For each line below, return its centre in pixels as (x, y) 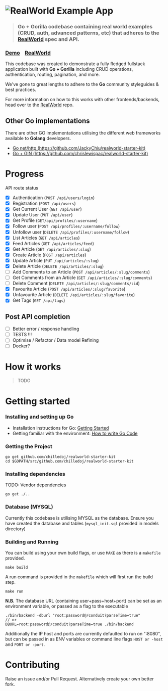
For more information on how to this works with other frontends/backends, (82, 100)
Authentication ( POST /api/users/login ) (54, 198)
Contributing (32, 665)
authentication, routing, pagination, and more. (53, 75)
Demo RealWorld (28, 53)
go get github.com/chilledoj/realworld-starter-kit (60, 457)
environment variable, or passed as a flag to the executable (67, 606)
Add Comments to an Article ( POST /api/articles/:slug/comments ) (81, 272)
